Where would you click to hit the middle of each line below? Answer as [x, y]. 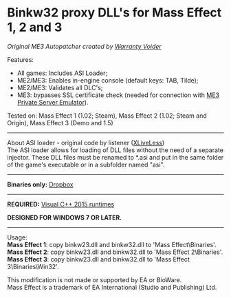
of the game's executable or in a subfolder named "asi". [86, 164]
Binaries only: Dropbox [40, 184]
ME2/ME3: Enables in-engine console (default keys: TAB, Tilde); [108, 80]
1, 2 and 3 [35, 27]
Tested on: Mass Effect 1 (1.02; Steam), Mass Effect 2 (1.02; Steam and [107, 116]
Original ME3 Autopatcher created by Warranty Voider [84, 46]
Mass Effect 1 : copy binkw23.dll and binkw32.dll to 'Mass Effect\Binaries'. [112, 244]
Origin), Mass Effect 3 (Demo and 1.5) [60, 123]
